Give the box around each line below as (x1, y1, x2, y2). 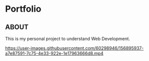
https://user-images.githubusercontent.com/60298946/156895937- (5, 45, 144, 51)
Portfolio (5, 3, 42, 15)
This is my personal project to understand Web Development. (5, 36, 130, 41)
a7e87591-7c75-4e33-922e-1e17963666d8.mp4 (5, 50, 104, 56)
